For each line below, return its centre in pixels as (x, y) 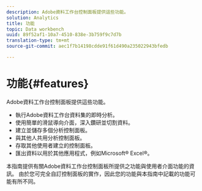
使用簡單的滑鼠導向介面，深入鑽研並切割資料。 (74, 122)
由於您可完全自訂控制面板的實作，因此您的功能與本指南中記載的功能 (104, 174)
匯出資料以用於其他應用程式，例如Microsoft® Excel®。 (84, 153)
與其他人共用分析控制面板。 (50, 138)
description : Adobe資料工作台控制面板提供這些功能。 (68, 12)
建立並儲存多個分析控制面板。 (53, 130)
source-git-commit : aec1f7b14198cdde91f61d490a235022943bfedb (87, 47)
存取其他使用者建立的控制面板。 (55, 145)
